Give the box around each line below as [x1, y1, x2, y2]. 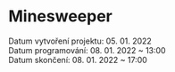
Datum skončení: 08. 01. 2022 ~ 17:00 [8, 54, 148, 65]
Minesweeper [8, 6, 112, 27]
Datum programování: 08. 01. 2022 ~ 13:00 [8, 44, 166, 55]
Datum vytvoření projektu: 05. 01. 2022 [8, 36, 153, 46]
